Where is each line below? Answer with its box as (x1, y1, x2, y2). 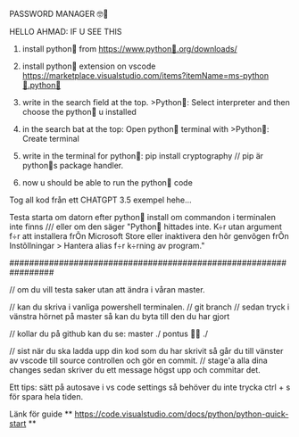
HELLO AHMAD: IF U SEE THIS (9, 27, 122, 37)
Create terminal (21, 134, 80, 144)
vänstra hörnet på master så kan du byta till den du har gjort (9, 311, 230, 321)
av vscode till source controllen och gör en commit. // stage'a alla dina (9, 355, 268, 366)
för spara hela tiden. (9, 392, 84, 401)
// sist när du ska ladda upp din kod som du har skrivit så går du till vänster (9, 346, 284, 356)
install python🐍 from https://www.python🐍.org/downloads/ (21, 44, 238, 54)
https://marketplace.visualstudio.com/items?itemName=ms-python (21, 70, 270, 80)
